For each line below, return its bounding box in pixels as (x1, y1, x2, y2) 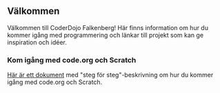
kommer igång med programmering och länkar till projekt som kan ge (7, 31, 204, 39)
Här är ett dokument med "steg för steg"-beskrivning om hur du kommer (7, 71, 214, 79)
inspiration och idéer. (7, 38, 68, 46)
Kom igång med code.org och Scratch (7, 55, 137, 64)
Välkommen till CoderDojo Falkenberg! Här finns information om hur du (7, 23, 209, 31)
